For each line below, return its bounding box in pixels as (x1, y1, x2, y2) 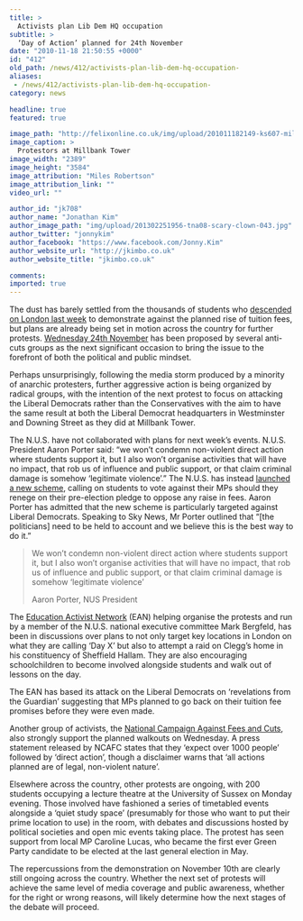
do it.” (9, 531, 32, 542)
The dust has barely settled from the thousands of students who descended (9, 304, 292, 315)
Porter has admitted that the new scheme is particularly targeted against (9, 502, 279, 513)
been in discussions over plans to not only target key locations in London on (9, 631, 292, 642)
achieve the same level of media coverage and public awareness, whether (9, 882, 285, 893)
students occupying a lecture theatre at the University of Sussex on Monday (9, 789, 293, 799)
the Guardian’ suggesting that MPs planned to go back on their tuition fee (9, 696, 282, 707)
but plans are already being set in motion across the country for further (9, 324, 273, 334)
